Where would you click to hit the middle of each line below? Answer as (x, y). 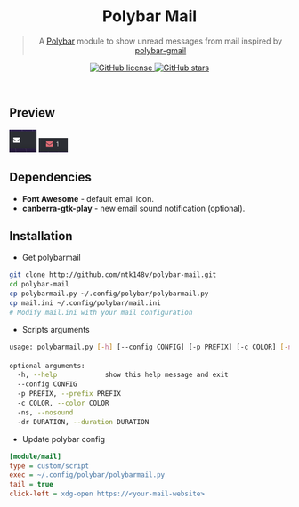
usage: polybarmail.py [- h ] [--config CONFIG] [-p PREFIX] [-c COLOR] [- (149, 347)
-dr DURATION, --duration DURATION (83, 422)
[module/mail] (36, 456)
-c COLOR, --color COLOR (63, 403)
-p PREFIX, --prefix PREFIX (69, 394)
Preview (32, 113)
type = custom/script (49, 466)
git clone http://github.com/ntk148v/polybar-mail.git (113, 275)
